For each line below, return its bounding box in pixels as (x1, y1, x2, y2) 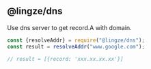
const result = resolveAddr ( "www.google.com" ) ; (7, 43, 146, 50)
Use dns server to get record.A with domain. (7, 23, 132, 31)
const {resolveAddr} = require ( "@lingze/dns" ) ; (7, 37, 146, 44)
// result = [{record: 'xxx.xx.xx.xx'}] (7, 55, 124, 62)
